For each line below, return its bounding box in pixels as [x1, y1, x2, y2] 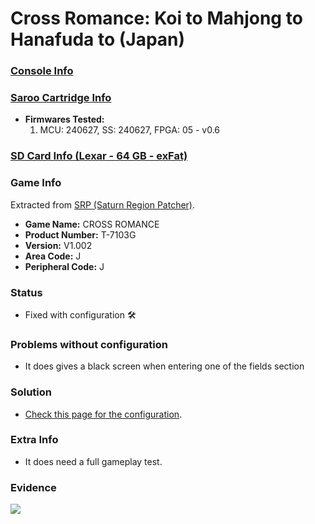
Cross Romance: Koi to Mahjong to [10, 7, 303, 30]
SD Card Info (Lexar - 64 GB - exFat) [10, 149, 188, 163]
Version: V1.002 [24, 239, 93, 251]
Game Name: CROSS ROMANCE [24, 218, 160, 230]
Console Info [10, 64, 74, 78]
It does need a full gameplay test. [24, 455, 163, 467]
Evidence [10, 480, 57, 494]
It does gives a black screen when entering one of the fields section [24, 360, 305, 372]
